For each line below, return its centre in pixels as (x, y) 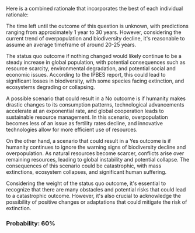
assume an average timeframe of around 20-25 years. (71, 44)
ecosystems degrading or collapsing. (51, 87)
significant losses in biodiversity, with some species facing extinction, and (95, 81)
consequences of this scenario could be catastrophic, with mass (84, 166)
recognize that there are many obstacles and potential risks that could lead (96, 189)
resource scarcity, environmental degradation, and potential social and (91, 68)
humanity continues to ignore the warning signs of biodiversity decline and (96, 147)
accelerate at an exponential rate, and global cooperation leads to (85, 111)
